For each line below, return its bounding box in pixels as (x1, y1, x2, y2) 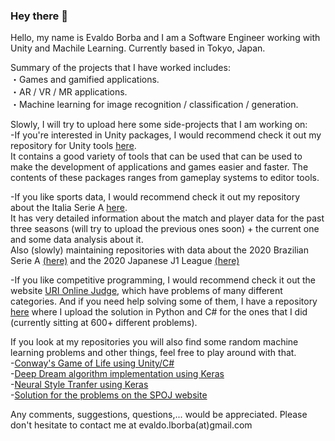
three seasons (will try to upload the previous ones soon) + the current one (10, 223, 320, 235)
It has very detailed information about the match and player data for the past (10, 212, 325, 224)
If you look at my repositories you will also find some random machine (10, 336, 299, 348)
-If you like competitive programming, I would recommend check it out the (10, 274, 316, 286)
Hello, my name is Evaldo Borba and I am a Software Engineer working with (10, 32, 321, 44)
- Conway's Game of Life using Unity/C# (10, 357, 175, 369)
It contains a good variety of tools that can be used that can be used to (10, 150, 303, 163)
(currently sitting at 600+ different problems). (10, 317, 198, 329)
